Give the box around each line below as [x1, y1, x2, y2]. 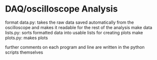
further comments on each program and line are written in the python [5, 44, 145, 50]
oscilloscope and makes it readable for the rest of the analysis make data [5, 24, 153, 30]
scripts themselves [5, 49, 43, 55]
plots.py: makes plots [5, 35, 48, 41]
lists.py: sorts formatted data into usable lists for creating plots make [5, 30, 143, 35]
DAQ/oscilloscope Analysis [5, 3, 118, 15]
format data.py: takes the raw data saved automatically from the [5, 19, 135, 25]
